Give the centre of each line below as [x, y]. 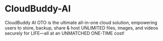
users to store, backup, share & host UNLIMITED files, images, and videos [82, 27]
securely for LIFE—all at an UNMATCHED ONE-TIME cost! [65, 33]
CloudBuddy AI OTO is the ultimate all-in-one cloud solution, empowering [81, 22]
